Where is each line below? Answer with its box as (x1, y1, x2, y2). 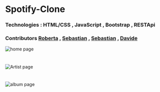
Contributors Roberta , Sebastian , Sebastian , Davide (5, 35, 138, 42)
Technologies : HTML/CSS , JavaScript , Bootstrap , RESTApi (5, 21, 155, 28)
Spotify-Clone (5, 3, 65, 15)
